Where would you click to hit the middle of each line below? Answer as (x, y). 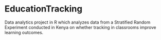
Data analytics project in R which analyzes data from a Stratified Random (78, 22)
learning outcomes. (24, 32)
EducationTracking (44, 9)
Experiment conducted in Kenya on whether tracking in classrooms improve (80, 27)
